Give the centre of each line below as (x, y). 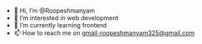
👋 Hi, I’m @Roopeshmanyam (54, 11)
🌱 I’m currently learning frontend (60, 25)
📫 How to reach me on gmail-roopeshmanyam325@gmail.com (104, 33)
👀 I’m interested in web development (66, 18)
